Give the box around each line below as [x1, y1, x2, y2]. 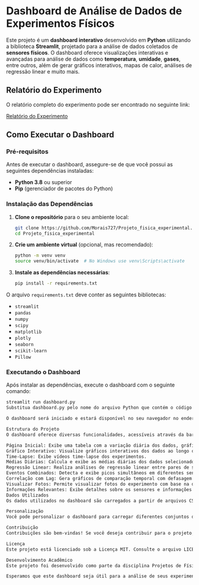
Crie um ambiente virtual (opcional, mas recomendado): [14, 241, 153, 248]
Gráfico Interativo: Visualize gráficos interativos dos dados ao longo [6, 448, 190, 454]
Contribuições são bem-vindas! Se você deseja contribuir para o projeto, [6, 530, 195, 536]
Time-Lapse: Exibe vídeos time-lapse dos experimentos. [6, 453, 147, 460]
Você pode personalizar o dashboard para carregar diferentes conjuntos [6, 514, 190, 520]
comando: [6, 388, 31, 395]
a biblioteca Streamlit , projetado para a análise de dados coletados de [6, 43, 178, 50]
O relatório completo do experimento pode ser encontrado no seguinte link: [6, 101, 191, 108]
